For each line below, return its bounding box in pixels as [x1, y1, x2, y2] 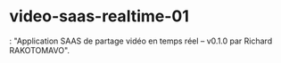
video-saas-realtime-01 [9, 6, 189, 27]
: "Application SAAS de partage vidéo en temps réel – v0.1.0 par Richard [9, 35, 273, 46]
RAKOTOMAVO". [9, 44, 70, 55]
